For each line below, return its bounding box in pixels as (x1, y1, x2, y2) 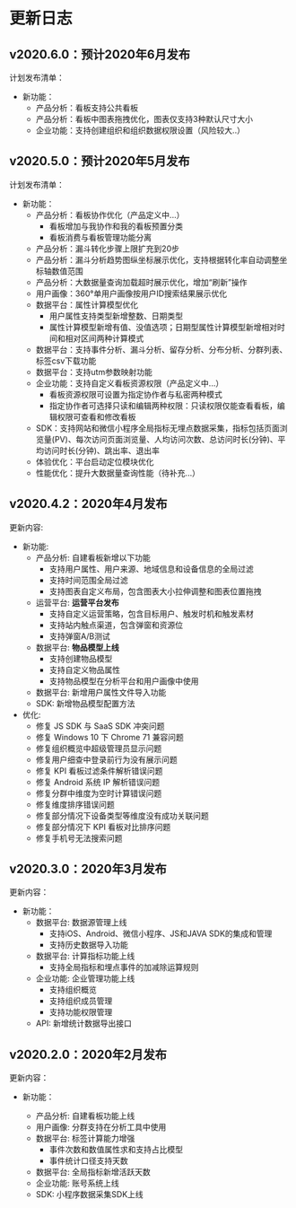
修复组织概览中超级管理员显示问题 (35, 742, 162, 754)
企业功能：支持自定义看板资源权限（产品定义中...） (35, 378, 224, 389)
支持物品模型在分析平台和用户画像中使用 (48, 675, 199, 687)
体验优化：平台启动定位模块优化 (35, 456, 154, 467)
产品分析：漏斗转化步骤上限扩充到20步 (35, 243, 179, 254)
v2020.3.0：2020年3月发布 (9, 862, 168, 877)
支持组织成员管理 (48, 995, 113, 1006)
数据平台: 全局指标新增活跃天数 (35, 1167, 151, 1177)
